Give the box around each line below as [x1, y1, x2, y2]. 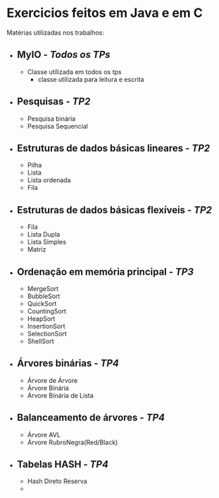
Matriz [27, 245, 46, 254]
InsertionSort [27, 322, 65, 330]
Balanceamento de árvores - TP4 [16, 412, 165, 424]
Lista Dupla [27, 230, 61, 239]
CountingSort [27, 307, 67, 315]
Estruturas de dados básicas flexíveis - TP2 [16, 203, 212, 216]
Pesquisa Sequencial [27, 121, 89, 130]
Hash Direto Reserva [27, 477, 87, 485]
